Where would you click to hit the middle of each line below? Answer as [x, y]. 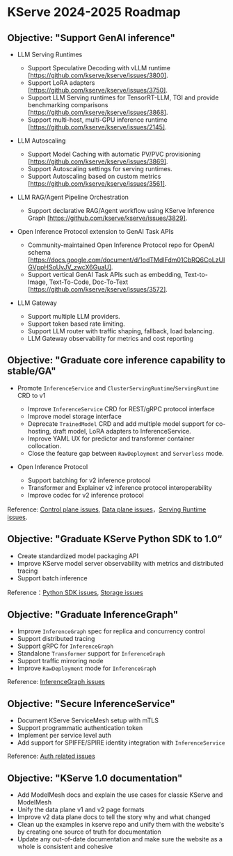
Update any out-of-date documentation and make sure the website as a [120, 839]
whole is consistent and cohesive [65, 847]
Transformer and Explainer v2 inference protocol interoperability [120, 487]
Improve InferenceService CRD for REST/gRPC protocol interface [121, 409]
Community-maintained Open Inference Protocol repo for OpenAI [121, 245]
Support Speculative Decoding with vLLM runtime [99, 68]
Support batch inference [53, 578]
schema [39, 252]
